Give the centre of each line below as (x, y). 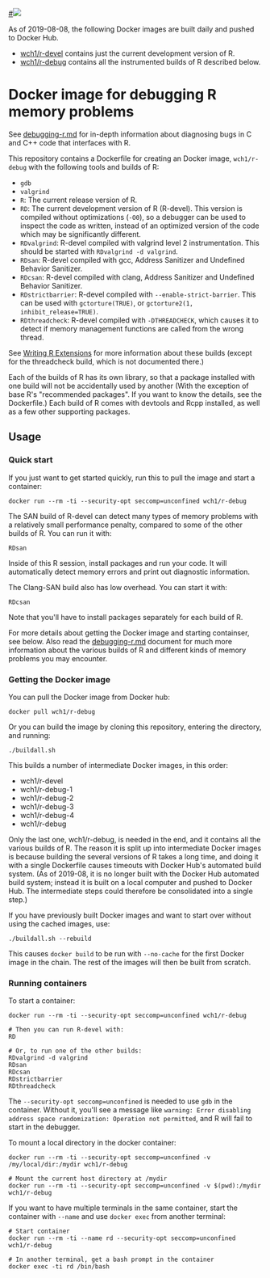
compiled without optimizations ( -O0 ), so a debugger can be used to (133, 217)
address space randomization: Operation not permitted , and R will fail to (130, 1119)
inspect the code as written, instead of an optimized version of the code (139, 226)
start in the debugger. (44, 1127)
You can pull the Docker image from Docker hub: (89, 697)
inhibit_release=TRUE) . (59, 311)
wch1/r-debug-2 (47, 798)
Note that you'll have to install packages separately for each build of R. (126, 617)
